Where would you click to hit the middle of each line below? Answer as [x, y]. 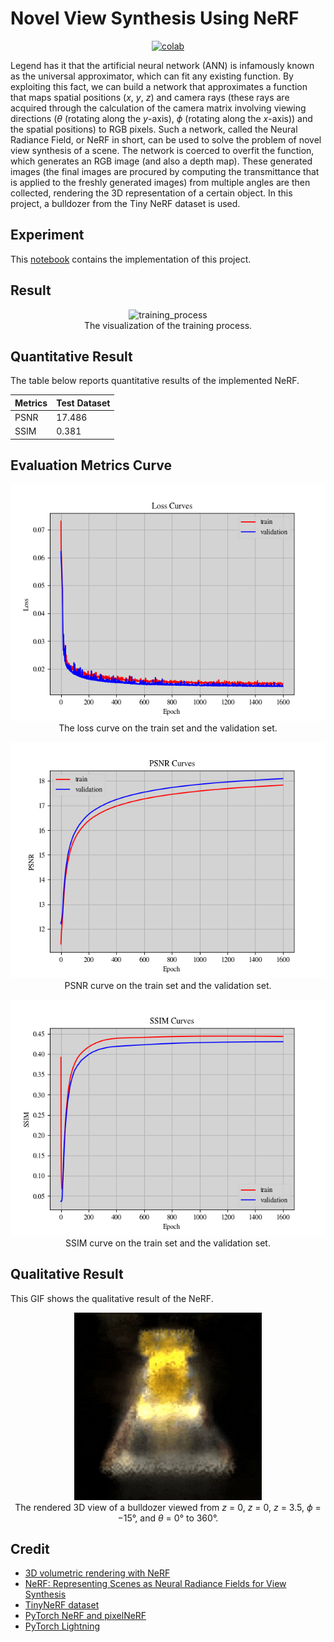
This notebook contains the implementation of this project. [131, 259]
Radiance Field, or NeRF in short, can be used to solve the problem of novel [166, 139]
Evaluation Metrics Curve [91, 465]
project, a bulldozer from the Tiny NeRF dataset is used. [125, 203]
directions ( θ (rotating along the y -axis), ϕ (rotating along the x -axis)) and [161, 118]
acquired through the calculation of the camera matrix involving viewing [158, 108]
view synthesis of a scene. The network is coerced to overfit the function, [162, 150]
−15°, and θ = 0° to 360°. [168, 1518]
